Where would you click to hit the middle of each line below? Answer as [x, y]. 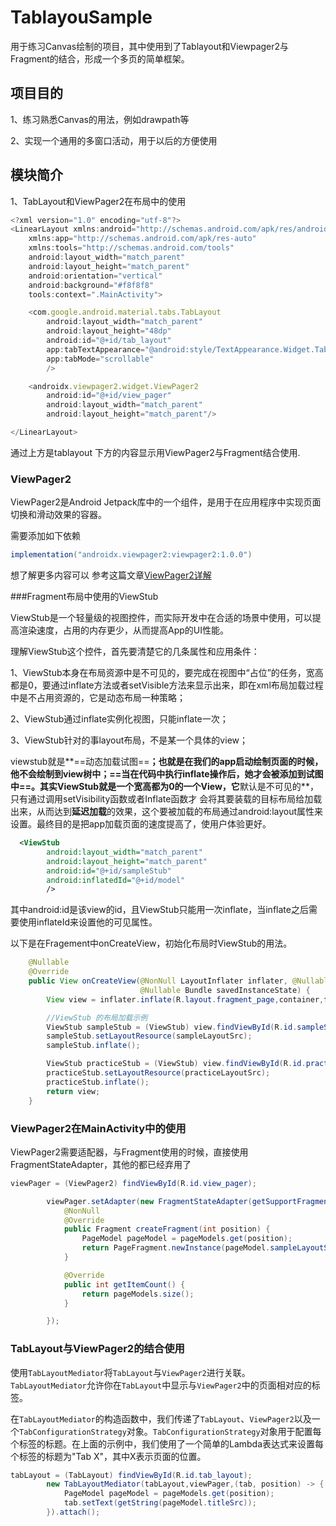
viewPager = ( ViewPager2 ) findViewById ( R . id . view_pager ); [133, 1183]
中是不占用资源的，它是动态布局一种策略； [98, 698]
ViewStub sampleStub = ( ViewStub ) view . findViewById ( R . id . [172, 1027]
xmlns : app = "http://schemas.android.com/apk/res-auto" [142, 239]
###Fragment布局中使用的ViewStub [84, 597]
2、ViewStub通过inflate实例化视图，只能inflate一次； [119, 719]
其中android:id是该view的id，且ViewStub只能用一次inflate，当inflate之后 [159, 910]
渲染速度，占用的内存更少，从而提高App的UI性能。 [123, 630]
